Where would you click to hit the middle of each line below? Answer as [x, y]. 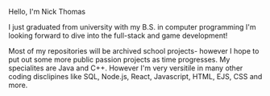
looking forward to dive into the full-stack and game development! [118, 36]
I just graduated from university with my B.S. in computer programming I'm [132, 27]
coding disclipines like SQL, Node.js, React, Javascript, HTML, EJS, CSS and [135, 76]
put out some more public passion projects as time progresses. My [119, 60]
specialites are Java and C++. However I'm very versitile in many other [126, 68]
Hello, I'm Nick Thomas [47, 12]
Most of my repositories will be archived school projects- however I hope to [134, 51]
